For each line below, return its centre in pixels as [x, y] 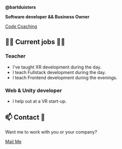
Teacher [15, 56]
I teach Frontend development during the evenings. [65, 77]
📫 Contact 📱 [25, 117]
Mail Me [13, 142]
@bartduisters [21, 7]
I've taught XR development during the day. [57, 67]
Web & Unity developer [34, 90]
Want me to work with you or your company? [51, 132]
